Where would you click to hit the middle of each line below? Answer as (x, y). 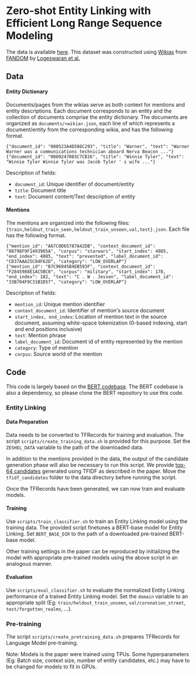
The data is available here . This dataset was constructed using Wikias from (97, 52)
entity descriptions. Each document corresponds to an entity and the (89, 111)
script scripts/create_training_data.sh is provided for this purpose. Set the (98, 441)
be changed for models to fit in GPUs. (51, 667)
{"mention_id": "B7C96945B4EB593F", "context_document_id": (81, 267)
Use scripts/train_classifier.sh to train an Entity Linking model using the (97, 521)
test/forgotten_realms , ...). (39, 609)
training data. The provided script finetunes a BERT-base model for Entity (94, 527)
